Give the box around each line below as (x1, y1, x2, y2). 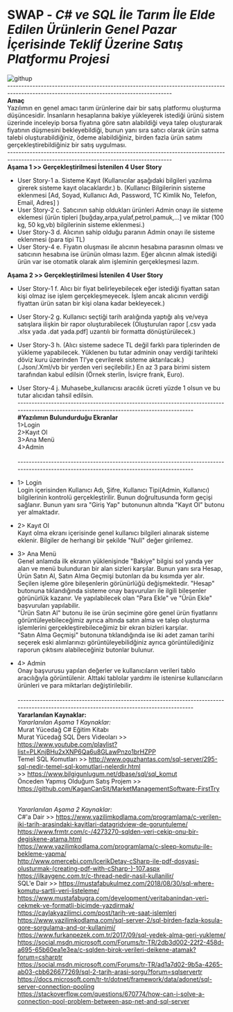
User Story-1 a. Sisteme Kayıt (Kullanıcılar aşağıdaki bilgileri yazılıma (17, 176, 212, 184)
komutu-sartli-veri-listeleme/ (17, 886, 100, 895)
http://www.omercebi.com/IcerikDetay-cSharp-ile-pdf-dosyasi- (17, 856, 200, 865)
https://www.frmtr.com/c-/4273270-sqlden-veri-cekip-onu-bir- (17, 827, 199, 836)
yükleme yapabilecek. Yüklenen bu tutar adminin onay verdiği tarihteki (17, 348, 218, 356)
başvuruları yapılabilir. (17, 601, 80, 609)
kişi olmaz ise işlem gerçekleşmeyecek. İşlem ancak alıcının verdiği (17, 292, 209, 300)
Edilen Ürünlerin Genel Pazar (7, 22, 177, 38)
